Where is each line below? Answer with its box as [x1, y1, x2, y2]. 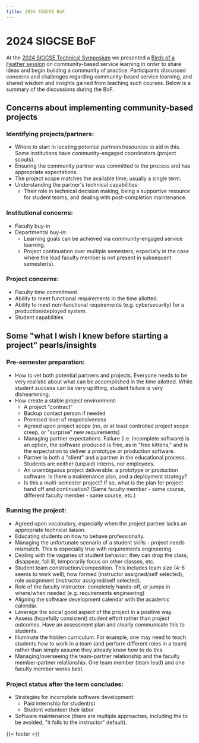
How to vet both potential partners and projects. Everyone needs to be [14, 371, 188, 379]
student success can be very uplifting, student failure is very [14, 384, 163, 391]
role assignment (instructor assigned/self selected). [14, 577, 141, 584]
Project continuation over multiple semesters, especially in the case [23, 247, 189, 254]
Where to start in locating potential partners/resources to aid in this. [14, 143, 181, 150]
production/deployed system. [14, 307, 87, 314]
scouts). [14, 156, 35, 163]
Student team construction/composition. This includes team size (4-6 [14, 564, 185, 571]
